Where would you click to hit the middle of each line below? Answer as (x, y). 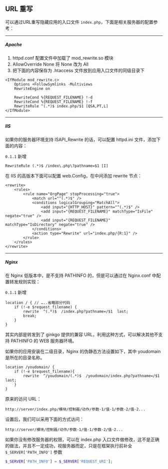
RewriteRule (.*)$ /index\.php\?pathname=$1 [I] (57, 166)
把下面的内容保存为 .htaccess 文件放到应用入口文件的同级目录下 (78, 70)
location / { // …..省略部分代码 (38, 302)
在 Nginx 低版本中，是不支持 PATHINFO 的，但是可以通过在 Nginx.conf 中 (81, 275)
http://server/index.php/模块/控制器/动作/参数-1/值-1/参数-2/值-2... (75, 409)
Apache (14, 44)
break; (30, 316)
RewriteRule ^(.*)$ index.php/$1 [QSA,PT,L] (61, 106)
